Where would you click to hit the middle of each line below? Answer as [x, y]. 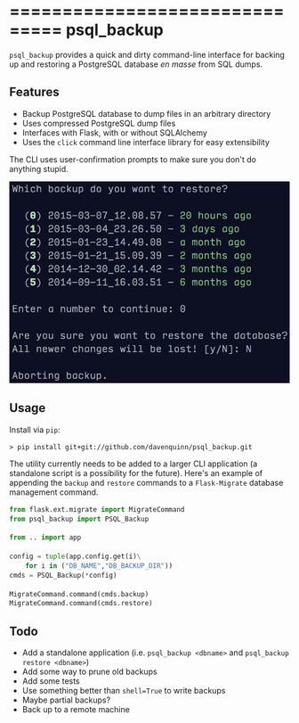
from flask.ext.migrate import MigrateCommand [97, 509]
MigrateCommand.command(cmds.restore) [81, 604]
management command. [54, 492]
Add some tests [51, 681]
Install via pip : [35, 430]
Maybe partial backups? [66, 700]
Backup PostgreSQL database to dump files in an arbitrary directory [146, 113]
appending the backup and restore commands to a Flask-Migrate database [146, 482]
